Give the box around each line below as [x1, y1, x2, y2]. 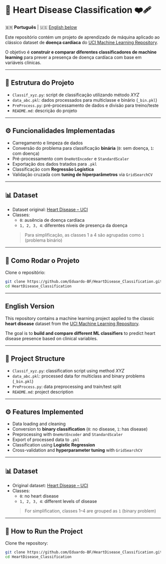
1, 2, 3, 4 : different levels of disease [19, 499, 97, 504]
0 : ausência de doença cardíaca [19, 217, 85, 223]
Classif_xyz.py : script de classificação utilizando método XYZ [12, 92, 140, 98]
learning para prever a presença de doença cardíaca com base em [5, 54, 142, 60]
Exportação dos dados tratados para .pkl [12, 161, 97, 167]
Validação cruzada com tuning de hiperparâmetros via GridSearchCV [12, 171, 153, 177]
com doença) [12, 150, 40, 156]
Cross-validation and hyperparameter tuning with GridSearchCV [12, 447, 143, 453]
